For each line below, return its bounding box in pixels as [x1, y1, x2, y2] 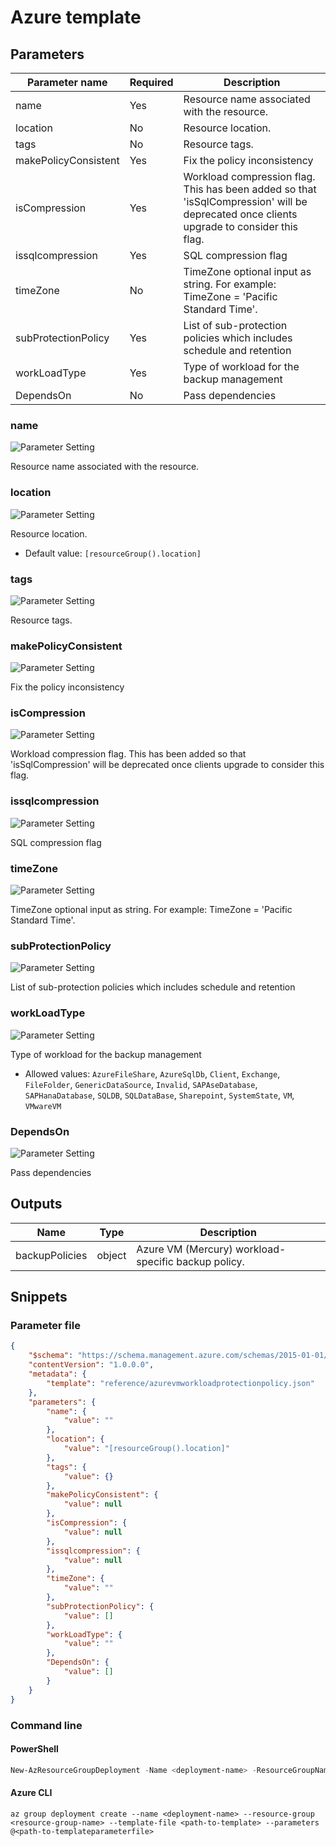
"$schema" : [28, 1351, 74, 1361]
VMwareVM [24, 1101, 62, 1111]
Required [129, 76, 174, 89]
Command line [10, 1718, 83, 1732]
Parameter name [27, 76, 108, 89]
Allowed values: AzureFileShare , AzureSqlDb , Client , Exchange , [24, 1067, 281, 1080]
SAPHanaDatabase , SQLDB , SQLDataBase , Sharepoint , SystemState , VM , [24, 1089, 295, 1101]
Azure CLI [10, 1787, 53, 1799]
